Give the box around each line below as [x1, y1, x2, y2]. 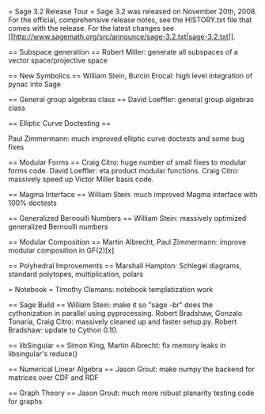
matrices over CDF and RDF [8, 373, 99, 382]
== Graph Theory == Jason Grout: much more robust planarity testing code [8, 388, 255, 397]
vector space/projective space [8, 55, 108, 65]
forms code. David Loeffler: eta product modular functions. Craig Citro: [8, 166, 240, 175]
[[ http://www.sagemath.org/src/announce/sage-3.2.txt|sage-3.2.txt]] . [8, 32, 236, 41]
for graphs [8, 397, 43, 406]
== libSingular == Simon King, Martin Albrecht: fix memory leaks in [8, 340, 226, 350]
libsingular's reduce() [8, 349, 78, 359]
